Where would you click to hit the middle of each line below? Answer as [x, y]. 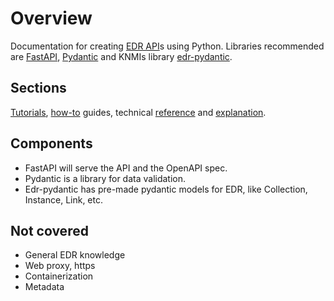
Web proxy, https [60, 266]
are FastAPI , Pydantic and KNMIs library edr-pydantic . [121, 56]
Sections [38, 88]
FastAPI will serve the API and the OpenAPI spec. [126, 168]
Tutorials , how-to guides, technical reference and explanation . [138, 112]
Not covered [49, 230]
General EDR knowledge [75, 255]
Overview [51, 18]
